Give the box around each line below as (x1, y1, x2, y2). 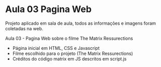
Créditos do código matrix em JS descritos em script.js (12, 55, 127, 61)
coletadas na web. (5, 25, 44, 31)
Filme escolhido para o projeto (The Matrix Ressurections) (12, 50, 133, 56)
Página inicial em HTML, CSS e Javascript (12, 45, 100, 51)
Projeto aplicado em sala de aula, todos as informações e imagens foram (5, 20, 156, 26)
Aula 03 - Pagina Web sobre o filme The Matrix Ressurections (5, 35, 133, 41)
